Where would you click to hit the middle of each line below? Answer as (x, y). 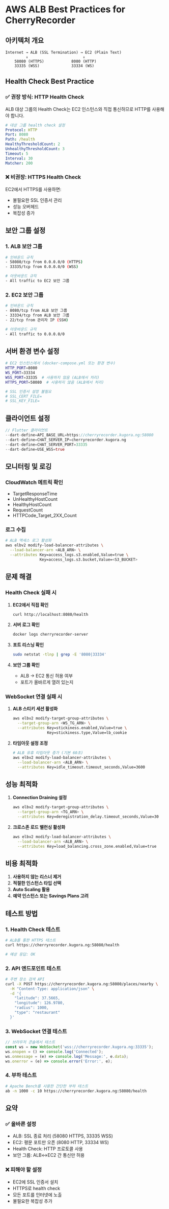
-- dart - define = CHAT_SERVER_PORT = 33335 (46, 445)
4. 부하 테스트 (21, 1075)
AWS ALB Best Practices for (65, 9)
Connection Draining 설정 (40, 798)
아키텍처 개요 (25, 40)
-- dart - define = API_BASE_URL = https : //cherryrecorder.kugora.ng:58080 (79, 435)
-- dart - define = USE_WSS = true (35, 449)
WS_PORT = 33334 (20, 373)
